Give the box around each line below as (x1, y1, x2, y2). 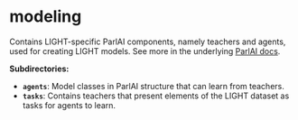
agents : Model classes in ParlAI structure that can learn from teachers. (22, 80, 284, 91)
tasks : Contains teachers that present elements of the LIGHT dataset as (22, 90, 290, 101)
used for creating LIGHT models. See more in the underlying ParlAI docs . (9, 45, 281, 56)
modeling (9, 6, 82, 27)
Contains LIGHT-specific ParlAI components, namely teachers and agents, (9, 36, 286, 47)
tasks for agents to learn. (22, 99, 116, 110)
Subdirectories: (9, 63, 70, 74)
